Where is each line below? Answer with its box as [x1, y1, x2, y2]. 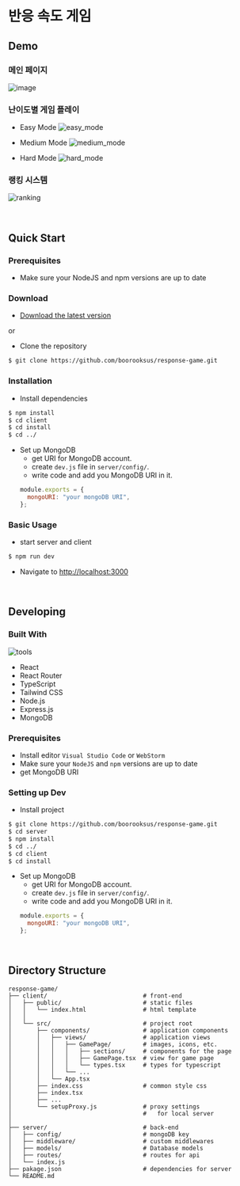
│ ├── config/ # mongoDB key [8, 1130, 190, 1138]
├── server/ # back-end [8, 1123, 179, 1131]
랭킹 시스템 [8, 175, 48, 186]
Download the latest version [19, 310, 112, 321]
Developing [8, 605, 66, 618]
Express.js [19, 704, 54, 713]
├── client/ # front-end [8, 991, 182, 1000]
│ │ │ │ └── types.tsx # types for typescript [8, 1061, 222, 1069]
